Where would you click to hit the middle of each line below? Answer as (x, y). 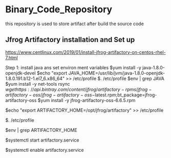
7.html (12, 57)
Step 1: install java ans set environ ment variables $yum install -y (73, 67)
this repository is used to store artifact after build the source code (75, 24)
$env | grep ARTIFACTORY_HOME (41, 130)
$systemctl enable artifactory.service (45, 150)
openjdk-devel (20, 73)
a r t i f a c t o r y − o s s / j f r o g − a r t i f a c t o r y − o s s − (50, 95)
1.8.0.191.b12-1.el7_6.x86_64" (35, 78)
